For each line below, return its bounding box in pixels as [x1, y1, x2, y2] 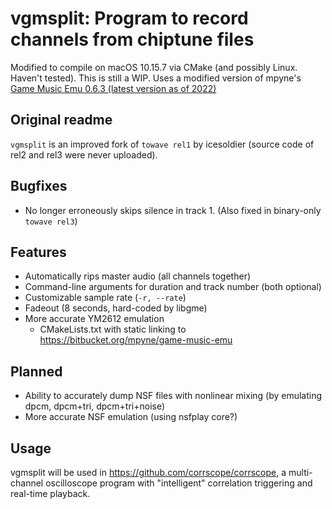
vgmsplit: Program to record [10, 7, 249, 30]
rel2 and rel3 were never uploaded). [10, 148, 158, 161]
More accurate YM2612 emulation [24, 313, 165, 325]
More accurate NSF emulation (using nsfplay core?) [24, 411, 238, 423]
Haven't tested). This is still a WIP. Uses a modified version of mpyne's [10, 72, 302, 84]
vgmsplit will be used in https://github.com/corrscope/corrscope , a [10, 467, 287, 478]
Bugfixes [10, 178, 68, 195]
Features [10, 243, 67, 261]
